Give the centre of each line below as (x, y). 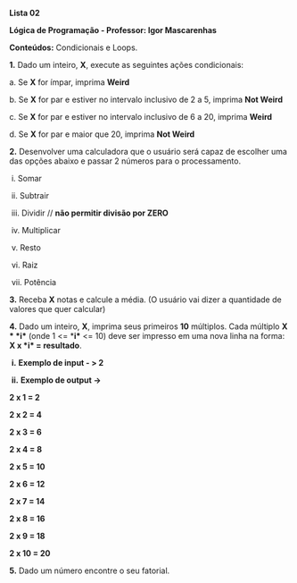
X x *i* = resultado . (45, 345)
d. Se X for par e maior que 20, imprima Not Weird (102, 134)
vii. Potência (33, 282)
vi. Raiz (25, 265)
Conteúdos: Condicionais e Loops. (74, 47)
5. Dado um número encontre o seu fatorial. (90, 570)
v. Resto (26, 248)
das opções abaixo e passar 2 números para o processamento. (125, 161)
